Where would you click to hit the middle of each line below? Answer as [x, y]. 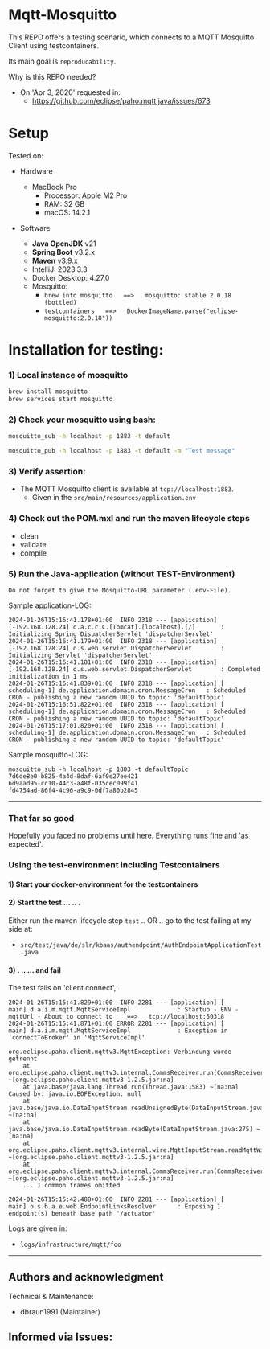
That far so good [41, 818]
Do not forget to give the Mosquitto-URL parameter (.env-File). [120, 591]
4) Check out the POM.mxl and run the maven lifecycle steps [129, 519]
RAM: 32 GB [64, 203]
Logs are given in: [38, 1228]
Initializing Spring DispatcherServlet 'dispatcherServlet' [111, 634]
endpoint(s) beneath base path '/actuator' [82, 1214]
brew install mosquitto [48, 392]
